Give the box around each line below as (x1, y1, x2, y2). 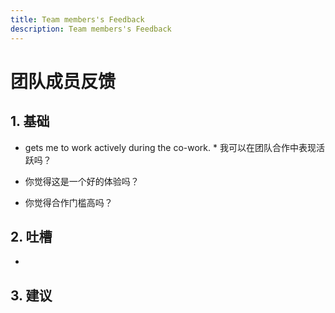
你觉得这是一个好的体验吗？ (24, 175, 140, 187)
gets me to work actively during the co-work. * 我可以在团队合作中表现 (24, 141, 317, 153)
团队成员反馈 (10, 70, 117, 93)
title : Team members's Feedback (10, 14, 145, 25)
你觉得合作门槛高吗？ (24, 196, 113, 208)
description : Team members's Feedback (10, 24, 172, 34)
